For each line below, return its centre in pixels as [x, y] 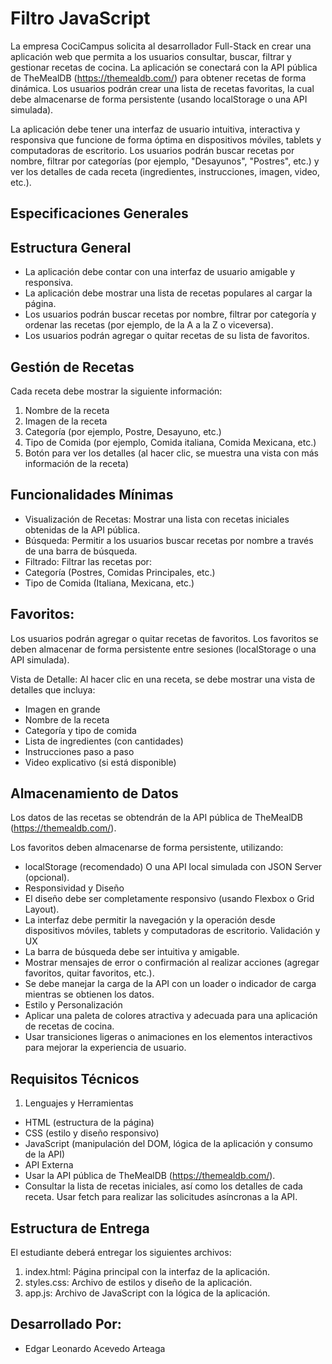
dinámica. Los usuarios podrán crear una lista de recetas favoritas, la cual [162, 88]
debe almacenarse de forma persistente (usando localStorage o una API [159, 99]
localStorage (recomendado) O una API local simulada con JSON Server [173, 867]
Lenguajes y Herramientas [79, 1103]
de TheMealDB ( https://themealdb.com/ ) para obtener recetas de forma [158, 78]
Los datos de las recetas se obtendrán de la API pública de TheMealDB [156, 818]
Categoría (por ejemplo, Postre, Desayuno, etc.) [123, 431]
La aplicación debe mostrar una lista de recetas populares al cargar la [168, 293]
